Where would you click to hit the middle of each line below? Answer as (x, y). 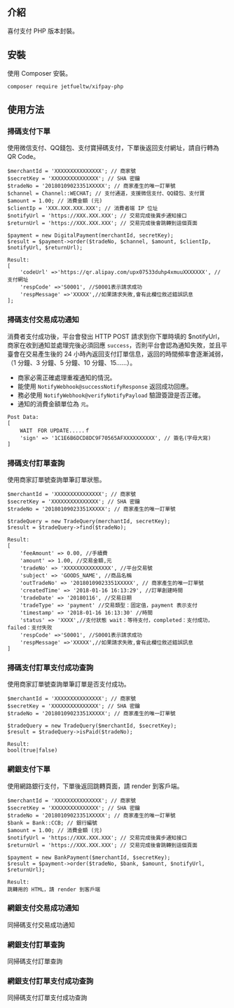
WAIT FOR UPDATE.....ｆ (55, 430)
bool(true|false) (33, 751)
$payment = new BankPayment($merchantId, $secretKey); (89, 857)
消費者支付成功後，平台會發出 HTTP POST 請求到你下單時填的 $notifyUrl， (115, 336)
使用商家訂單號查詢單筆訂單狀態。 (56, 479)
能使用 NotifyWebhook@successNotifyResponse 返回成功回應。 (105, 386)
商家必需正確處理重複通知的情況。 (67, 378)
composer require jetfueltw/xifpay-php (66, 86)
